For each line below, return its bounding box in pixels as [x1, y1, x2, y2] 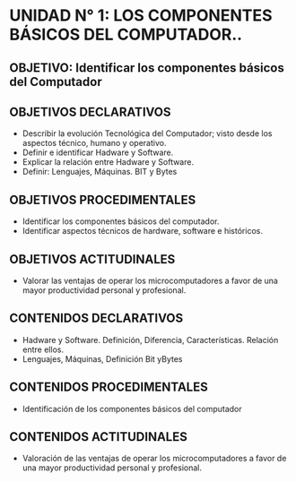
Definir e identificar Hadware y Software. [22, 147, 174, 158]
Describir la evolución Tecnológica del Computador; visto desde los [22, 128, 273, 139]
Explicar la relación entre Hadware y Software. [22, 157, 195, 168]
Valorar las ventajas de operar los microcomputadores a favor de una [22, 275, 278, 287]
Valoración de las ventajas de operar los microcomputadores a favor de [22, 453, 287, 464]
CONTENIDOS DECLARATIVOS [9, 311, 184, 326]
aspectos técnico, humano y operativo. [22, 138, 167, 149]
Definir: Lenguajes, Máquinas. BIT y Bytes [22, 167, 178, 177]
